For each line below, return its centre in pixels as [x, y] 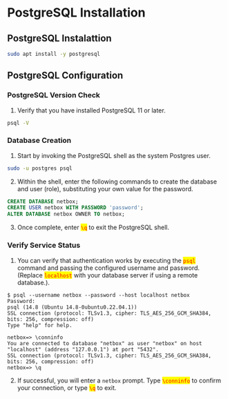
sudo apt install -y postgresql [54, 54]
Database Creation [39, 141]
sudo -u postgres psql [40, 168]
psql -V [18, 123]
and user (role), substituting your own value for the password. [105, 188]
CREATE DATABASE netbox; [43, 202]
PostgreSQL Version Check [54, 95]
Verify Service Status [44, 245]
